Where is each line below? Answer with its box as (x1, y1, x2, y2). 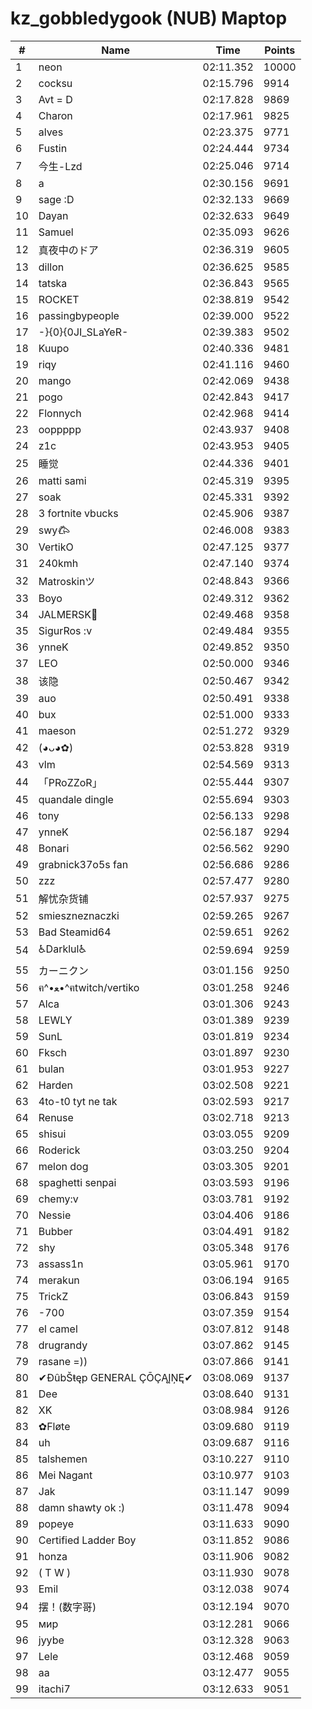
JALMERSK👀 (38, 607, 98, 621)
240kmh (38, 556, 79, 570)
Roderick (38, 1143, 81, 1157)
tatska (38, 276, 68, 290)
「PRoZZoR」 (38, 775, 103, 789)
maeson (38, 723, 77, 737)
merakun (38, 1273, 80, 1287)
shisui (38, 1127, 67, 1141)
